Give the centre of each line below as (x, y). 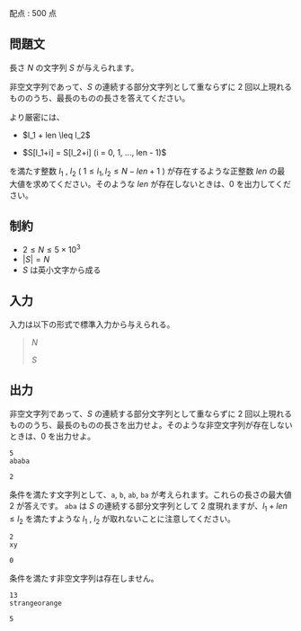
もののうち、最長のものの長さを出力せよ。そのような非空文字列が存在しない (151, 424)
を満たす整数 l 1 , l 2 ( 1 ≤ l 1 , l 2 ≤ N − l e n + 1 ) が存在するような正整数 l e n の (143, 172)
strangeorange (36, 604)
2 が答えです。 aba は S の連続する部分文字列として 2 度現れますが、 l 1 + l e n (148, 507)
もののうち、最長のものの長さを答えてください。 (100, 98)
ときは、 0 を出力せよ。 (53, 436)
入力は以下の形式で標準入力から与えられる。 (92, 324)
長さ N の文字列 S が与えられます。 (74, 67)
